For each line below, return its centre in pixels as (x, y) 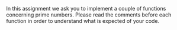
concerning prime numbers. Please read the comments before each (89, 15)
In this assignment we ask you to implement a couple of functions (86, 9)
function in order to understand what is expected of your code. (83, 21)
